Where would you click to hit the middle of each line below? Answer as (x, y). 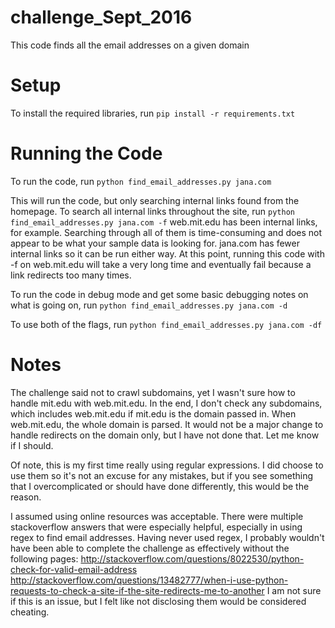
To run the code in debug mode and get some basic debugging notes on (159, 294)
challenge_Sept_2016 (101, 17)
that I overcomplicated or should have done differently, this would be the (160, 486)
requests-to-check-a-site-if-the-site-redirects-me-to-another (137, 590)
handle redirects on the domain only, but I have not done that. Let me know (165, 435)
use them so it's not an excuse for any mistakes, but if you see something (162, 475)
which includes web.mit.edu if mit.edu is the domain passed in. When (153, 413)
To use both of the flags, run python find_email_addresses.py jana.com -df (166, 324)
